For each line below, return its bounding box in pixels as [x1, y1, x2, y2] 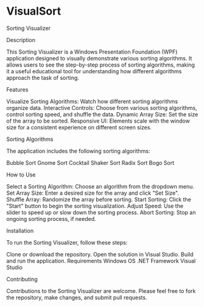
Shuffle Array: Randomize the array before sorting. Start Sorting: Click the [6, 195, 192, 203]
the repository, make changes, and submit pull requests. [6, 294, 147, 301]
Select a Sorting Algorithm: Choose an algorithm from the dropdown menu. [6, 182, 195, 190]
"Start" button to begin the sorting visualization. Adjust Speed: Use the [6, 202, 184, 209]
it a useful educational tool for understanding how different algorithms [6, 67, 182, 74]
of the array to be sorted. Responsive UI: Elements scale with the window [6, 117, 190, 125]
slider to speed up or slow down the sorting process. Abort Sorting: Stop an [6, 209, 196, 216]
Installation [6, 227, 34, 234]
